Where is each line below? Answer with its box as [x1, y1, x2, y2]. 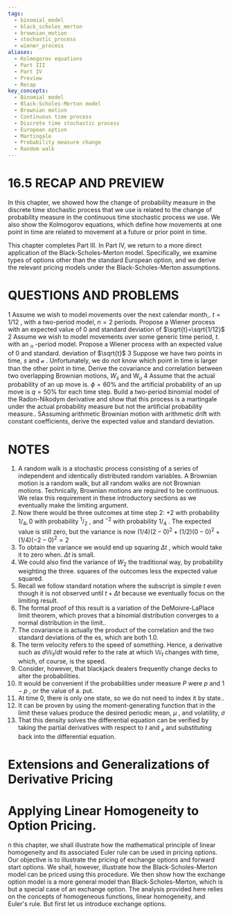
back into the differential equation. [17, 732, 116, 740]
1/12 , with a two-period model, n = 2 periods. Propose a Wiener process [8, 317, 215, 326]
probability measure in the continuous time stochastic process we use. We [8, 213, 221, 221]
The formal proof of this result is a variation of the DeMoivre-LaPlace [17, 604, 215, 612]
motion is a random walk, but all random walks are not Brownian [17, 479, 201, 487]
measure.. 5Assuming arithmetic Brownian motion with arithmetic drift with [8, 410, 221, 418]
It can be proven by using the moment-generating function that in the [17, 701, 216, 709]
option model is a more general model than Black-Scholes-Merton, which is [8, 878, 224, 886]
